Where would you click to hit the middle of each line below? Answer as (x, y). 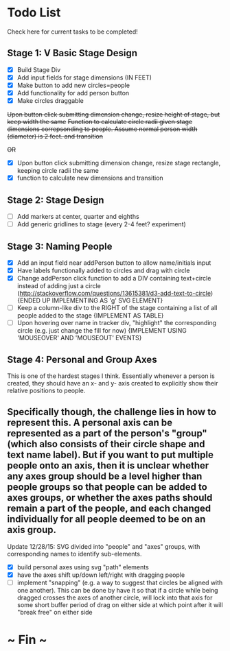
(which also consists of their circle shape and (106, 444)
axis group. (32, 530)
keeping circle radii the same (58, 171)
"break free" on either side (55, 613)
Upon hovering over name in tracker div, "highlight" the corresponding (117, 323)
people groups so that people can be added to (107, 487)
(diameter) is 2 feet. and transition (55, 137)
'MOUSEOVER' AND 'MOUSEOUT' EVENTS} (79, 338)
